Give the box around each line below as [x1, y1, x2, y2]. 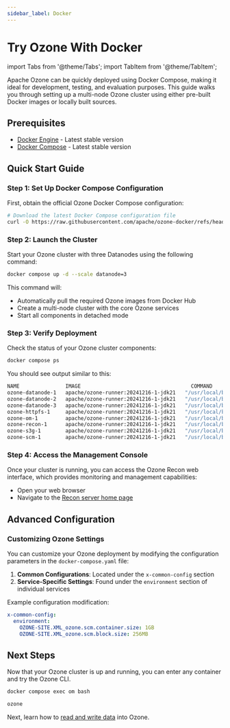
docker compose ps [7, 357, 60, 364]
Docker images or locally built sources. [7, 97, 117, 106]
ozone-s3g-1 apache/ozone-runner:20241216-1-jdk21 [7, 427, 176, 434]
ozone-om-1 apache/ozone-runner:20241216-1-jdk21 [7, 414, 176, 422]
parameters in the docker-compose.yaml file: [7, 557, 129, 565]
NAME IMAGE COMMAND [7, 383, 213, 390]
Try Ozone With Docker [7, 39, 142, 55]
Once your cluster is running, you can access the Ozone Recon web [7, 466, 199, 474]
